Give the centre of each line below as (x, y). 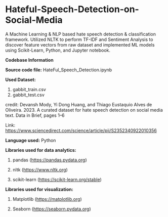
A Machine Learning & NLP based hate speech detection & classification (80, 34)
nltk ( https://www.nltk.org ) (40, 169)
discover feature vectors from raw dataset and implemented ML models (80, 45)
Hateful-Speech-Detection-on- (72, 9)
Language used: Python (31, 140)
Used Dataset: (21, 79)
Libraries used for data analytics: (41, 150)
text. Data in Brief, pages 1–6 (35, 115)
